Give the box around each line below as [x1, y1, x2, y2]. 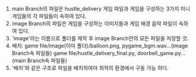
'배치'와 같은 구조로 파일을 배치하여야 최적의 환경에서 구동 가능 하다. [11, 65, 169, 71]
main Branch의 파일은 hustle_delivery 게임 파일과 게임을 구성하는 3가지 [11, 5, 179, 12]
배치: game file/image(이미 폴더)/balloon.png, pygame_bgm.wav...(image [11, 42, 188, 49]
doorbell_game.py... [137, 50, 186, 56]
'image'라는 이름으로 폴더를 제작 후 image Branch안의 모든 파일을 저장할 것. [11, 35, 189, 41]
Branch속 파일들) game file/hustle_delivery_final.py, [11, 50, 137, 56]
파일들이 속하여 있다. [39, 12, 87, 20]
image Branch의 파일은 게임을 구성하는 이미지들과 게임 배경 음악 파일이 [11, 20, 178, 27]
